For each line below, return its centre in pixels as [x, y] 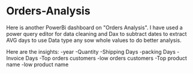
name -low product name [37, 64]
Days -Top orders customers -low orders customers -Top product [106, 58]
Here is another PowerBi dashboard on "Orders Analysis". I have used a [94, 27]
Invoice [15, 58]
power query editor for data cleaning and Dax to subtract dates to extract [96, 33]
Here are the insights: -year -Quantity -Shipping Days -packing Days [91, 51]
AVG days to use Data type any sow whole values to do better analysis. [94, 40]
